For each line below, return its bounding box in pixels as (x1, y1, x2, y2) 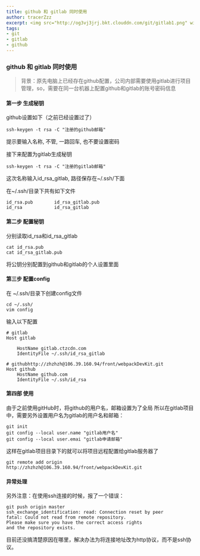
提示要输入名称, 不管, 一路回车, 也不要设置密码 (6, 138, 120, 145)
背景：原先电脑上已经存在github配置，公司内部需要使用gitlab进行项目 (20, 77, 191, 85)
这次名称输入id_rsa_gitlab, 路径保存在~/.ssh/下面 (6, 175, 125, 182)
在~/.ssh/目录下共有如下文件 (6, 188, 76, 195)
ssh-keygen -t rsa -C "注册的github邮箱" (6, 127, 106, 133)
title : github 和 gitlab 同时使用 (6, 8, 87, 15)
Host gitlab (6, 335, 36, 341)
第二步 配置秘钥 (6, 218, 45, 225)
